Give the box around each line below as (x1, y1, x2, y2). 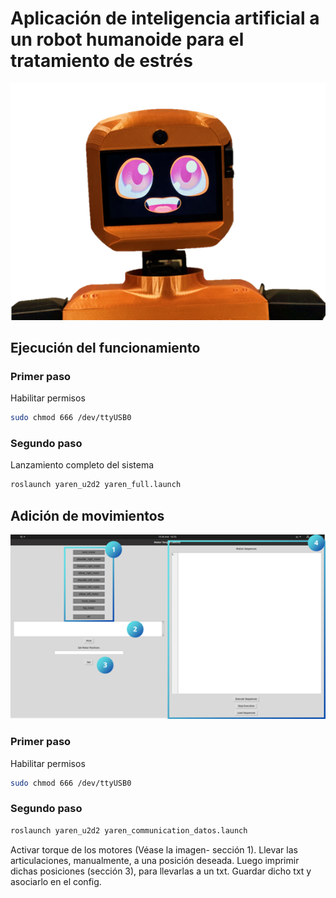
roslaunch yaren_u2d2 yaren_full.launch (10, 480, 182, 490)
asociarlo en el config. (10, 875, 102, 887)
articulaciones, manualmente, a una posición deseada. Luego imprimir (10, 854, 300, 866)
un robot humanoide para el (10, 28, 245, 51)
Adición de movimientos (10, 507, 165, 524)
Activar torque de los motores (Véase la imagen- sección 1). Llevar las (10, 843, 298, 856)
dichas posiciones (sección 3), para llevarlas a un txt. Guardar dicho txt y (10, 865, 312, 877)
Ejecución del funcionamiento (10, 339, 201, 356)
